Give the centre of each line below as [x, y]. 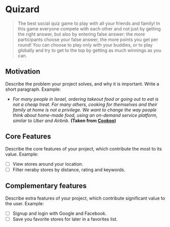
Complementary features [46, 186]
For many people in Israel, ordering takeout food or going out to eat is [86, 99]
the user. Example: [25, 203]
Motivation [23, 72]
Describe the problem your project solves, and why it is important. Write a [82, 84]
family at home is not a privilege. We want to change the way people [84, 109]
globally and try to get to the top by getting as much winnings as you [89, 50]
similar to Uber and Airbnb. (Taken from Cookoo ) [64, 121]
